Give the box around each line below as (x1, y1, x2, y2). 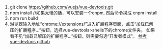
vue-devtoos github (9, 39, 50, 44)
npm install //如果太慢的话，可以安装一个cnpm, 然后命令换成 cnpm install (9, 10, 158, 16)
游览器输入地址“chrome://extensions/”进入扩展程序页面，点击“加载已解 (9, 21, 154, 27)
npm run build (9, 16, 38, 21)
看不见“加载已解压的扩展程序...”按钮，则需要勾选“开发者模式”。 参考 (9, 33, 147, 39)
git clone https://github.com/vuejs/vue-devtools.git (9, 4, 113, 10)
